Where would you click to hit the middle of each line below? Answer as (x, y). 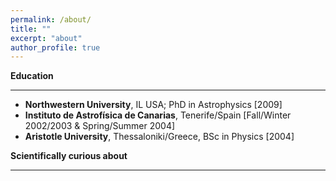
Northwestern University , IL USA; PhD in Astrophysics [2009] (153, 105)
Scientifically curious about (69, 156)
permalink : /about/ (51, 19)
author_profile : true (55, 47)
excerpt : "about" (46, 38)
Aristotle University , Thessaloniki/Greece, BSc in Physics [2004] (159, 137)
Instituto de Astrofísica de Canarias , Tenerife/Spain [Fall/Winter (158, 115)
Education (32, 76)
